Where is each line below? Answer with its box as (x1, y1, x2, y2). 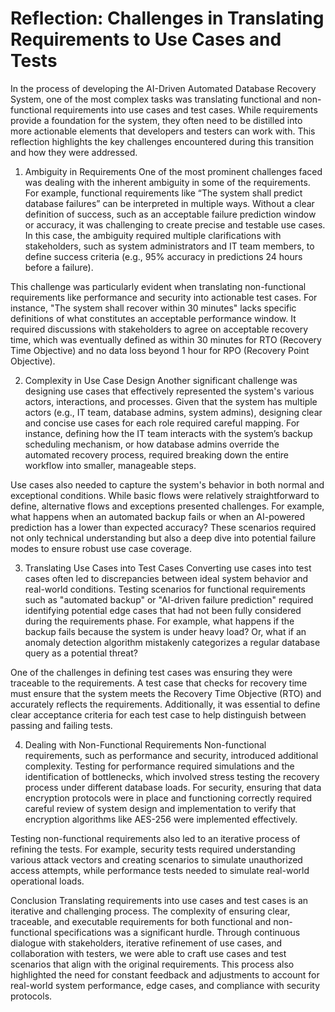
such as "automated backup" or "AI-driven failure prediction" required (24, 593, 314, 606)
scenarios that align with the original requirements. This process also (10, 958, 295, 970)
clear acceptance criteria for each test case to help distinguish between (10, 708, 307, 721)
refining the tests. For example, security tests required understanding (10, 843, 296, 855)
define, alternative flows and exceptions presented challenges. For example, (10, 500, 325, 512)
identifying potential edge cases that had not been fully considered (24, 604, 302, 616)
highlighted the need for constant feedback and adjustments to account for (10, 968, 320, 981)
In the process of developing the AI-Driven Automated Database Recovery (10, 82, 317, 94)
